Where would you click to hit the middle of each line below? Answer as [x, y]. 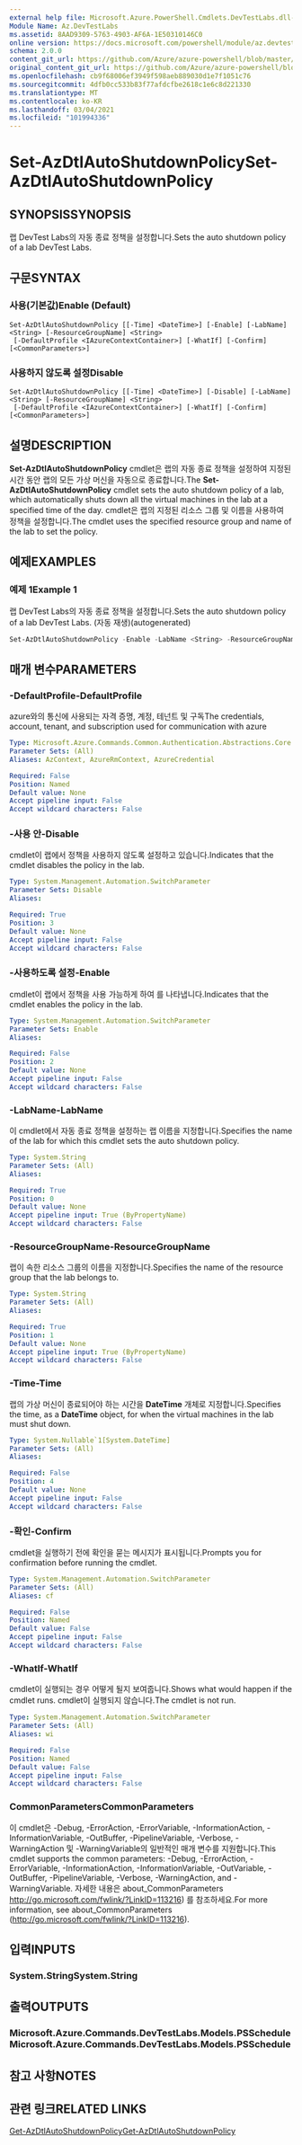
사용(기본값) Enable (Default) [71, 306]
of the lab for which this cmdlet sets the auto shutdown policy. [124, 1141]
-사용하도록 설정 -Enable [60, 973]
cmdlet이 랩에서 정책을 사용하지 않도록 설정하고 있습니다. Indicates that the [142, 855]
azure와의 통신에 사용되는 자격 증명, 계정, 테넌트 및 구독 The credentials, [137, 716]
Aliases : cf [31, 1596]
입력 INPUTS [43, 1950]
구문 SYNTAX [45, 278]
